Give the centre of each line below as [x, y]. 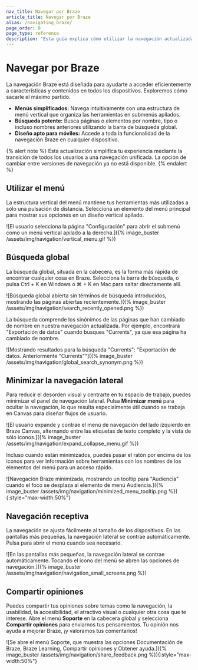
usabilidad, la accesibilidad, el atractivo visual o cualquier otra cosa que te [96, 612]
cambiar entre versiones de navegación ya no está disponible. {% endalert [97, 163]
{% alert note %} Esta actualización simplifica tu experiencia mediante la [94, 151]
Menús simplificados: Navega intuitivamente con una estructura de [97, 108]
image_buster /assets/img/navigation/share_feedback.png [77, 655]
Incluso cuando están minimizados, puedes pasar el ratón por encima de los [99, 455]
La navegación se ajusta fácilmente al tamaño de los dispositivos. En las [93, 530]
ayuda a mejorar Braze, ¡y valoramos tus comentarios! [72, 631]
